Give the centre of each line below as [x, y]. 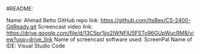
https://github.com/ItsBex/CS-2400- [145, 20]
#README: [20, 9]
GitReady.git [21, 27]
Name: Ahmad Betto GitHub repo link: [53, 20]
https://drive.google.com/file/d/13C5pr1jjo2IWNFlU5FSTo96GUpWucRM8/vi [100, 33]
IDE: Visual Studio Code [36, 46]
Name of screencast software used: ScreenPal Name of [123, 39]
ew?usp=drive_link [30, 39]
